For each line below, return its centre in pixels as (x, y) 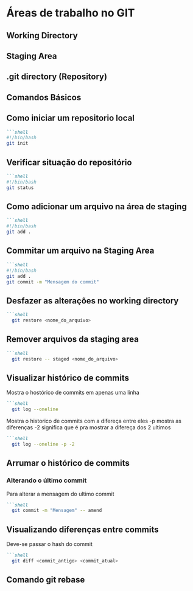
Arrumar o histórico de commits (68, 463)
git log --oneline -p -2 (43, 444)
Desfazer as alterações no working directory (93, 301)
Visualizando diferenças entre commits (82, 529)
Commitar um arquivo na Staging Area (80, 251)
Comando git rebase (46, 580)
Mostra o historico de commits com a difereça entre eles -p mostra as (94, 421)
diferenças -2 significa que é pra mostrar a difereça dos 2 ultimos (89, 427)
